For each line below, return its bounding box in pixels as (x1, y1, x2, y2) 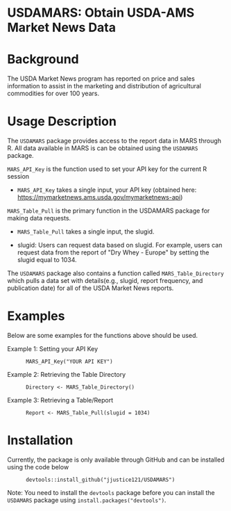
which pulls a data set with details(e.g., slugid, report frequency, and (7, 277, 203, 285)
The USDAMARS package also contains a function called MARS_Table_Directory (7, 269, 224, 277)
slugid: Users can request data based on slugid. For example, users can (17, 241, 223, 250)
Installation (7, 432, 74, 448)
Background (7, 51, 79, 67)
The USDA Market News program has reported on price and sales (7, 74, 196, 83)
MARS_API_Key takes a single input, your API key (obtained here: (17, 186, 197, 194)
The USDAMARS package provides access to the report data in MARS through (7, 137, 222, 145)
